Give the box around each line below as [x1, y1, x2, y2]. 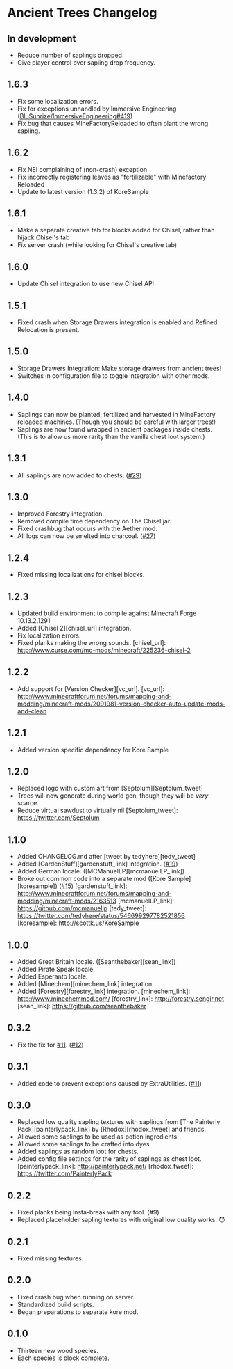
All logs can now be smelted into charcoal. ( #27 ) [17, 532, 156, 540]
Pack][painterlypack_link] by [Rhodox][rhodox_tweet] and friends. [17, 1125, 207, 1134]
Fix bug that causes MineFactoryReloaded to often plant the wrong [17, 119, 209, 127]
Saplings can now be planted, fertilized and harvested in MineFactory [17, 410, 216, 418]
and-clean [17, 706, 47, 715]
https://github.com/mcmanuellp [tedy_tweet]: [17, 904, 147, 912]
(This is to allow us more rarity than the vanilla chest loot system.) [17, 432, 206, 441]
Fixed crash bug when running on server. [17, 1292, 135, 1301]
